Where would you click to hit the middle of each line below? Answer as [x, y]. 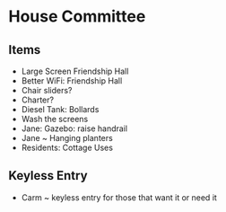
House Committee [77, 17]
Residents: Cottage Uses [67, 147]
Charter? [38, 100]
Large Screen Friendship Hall [75, 71]
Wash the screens [55, 119]
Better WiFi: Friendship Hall [72, 81]
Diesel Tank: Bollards [60, 109]
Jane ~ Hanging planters [67, 138]
